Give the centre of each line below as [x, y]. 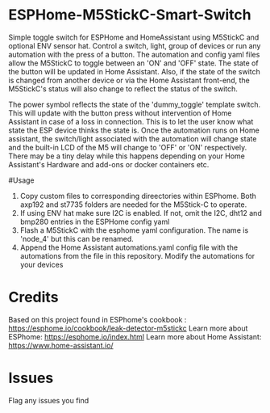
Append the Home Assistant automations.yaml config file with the [129, 247]
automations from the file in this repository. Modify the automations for [137, 255]
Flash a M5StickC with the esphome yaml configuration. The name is [134, 230]
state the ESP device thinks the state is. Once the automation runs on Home [134, 130]
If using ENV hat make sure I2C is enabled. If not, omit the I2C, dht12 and [141, 213]
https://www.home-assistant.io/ [61, 345]
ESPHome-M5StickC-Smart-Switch [130, 15]
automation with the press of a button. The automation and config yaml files [134, 54]
